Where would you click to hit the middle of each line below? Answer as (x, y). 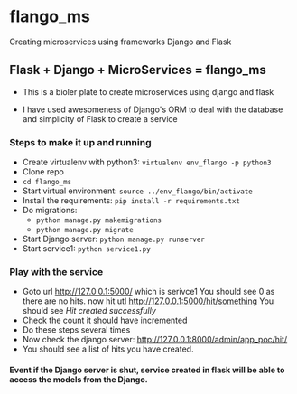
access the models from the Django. (79, 379)
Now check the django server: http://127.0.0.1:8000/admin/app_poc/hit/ (155, 340)
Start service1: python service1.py (86, 249)
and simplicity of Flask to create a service (100, 118)
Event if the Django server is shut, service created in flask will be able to (147, 370)
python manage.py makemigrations (99, 220)
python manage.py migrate (84, 230)
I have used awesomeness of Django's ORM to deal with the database (153, 109)
